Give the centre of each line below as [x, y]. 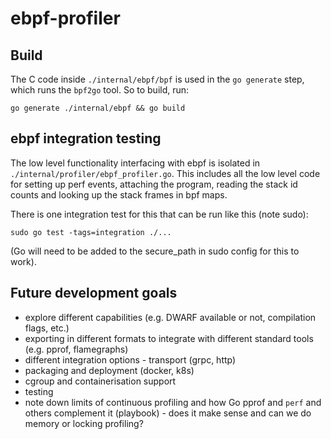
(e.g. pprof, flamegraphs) [76, 349]
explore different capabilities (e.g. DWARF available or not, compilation [170, 317]
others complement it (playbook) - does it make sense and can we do [168, 413]
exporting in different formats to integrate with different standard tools [169, 338]
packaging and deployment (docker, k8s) [109, 370]
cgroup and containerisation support [100, 381]
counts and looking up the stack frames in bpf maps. [119, 194]
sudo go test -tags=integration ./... [91, 232]
